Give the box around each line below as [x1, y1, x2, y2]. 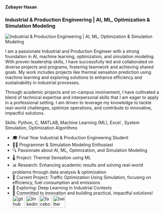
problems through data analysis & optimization [12, 169, 107, 175]
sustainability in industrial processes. [5, 79, 80, 86]
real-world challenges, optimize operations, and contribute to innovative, [5, 105, 152, 111]
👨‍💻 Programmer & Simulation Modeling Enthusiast [12, 142, 113, 148]
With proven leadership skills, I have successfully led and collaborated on [5, 59, 154, 64]
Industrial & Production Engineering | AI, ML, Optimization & [5, 16, 150, 23]
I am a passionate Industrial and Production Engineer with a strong [5, 48, 139, 54]
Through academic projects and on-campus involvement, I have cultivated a [5, 89, 160, 95]
